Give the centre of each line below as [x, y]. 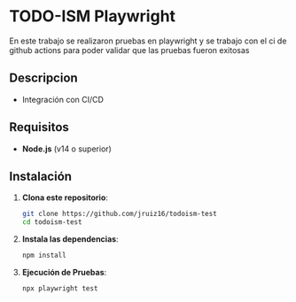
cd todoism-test [52, 222]
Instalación [41, 176]
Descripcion [43, 78]
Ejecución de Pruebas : [64, 272]
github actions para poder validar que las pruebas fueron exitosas [129, 50]
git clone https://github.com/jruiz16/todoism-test [119, 214]
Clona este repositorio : [65, 197]
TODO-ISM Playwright [92, 16]
